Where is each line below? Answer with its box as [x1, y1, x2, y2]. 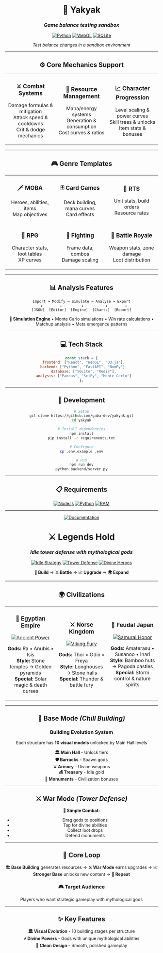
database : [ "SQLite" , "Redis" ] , [50, 369, 116, 374]
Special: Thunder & [59, 676, 104, 682]
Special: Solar [14, 676, 47, 682]
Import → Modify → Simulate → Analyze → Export [32, 299, 131, 304]
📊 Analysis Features [49, 284, 114, 292]
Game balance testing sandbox [43, 22, 120, 29]
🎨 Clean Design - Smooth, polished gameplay [35, 942, 128, 948]
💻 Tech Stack [60, 340, 103, 349]
